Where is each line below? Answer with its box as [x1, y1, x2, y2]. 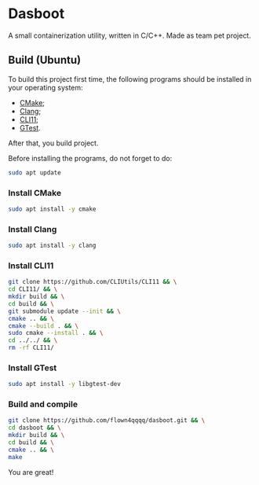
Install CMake [8, 187, 61, 198]
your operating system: [8, 83, 84, 92]
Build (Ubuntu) [8, 53, 81, 67]
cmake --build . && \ [8, 321, 79, 330]
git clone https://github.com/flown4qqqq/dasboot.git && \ [8, 417, 206, 424]
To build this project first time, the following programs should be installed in [8, 74, 252, 83]
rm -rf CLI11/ [8, 344, 55, 352]
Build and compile [8, 399, 78, 410]
